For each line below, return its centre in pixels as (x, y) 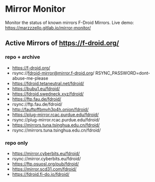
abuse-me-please (30, 78)
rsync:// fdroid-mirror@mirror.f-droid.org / (53, 73)
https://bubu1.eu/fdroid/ (36, 89)
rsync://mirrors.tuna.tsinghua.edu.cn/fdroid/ (56, 130)
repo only (17, 143)
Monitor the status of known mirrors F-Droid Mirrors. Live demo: (69, 23)
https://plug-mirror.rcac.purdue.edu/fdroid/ (55, 114)
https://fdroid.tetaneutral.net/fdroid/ (48, 83)
